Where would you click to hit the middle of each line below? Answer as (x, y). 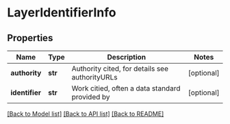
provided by (91, 97)
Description (127, 57)
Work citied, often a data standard (126, 88)
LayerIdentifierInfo (62, 13)
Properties (30, 38)
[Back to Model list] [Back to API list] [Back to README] (86, 114)
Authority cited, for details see (120, 69)
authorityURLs (94, 77)
